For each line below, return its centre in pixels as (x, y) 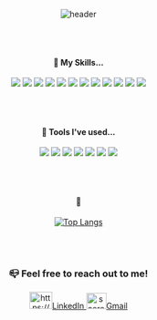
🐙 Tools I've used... (78, 131)
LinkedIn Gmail (89, 305)
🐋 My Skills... (78, 62)
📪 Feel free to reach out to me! (78, 274)
